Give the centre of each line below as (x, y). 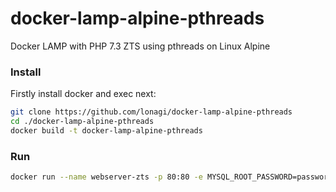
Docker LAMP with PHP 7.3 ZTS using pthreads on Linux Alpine (140, 46)
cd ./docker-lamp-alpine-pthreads (82, 122)
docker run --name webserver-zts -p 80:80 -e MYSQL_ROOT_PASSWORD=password (171, 177)
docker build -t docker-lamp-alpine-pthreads (106, 130)
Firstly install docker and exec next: (83, 94)
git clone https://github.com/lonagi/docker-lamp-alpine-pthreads (151, 112)
